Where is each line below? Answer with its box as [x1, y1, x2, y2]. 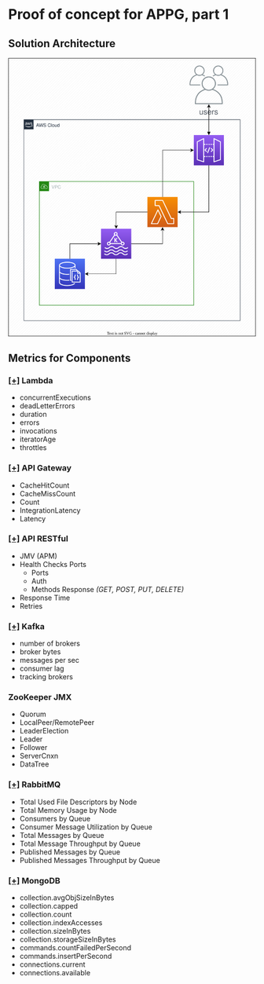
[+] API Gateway [8, 463, 72, 474]
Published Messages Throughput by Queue [19, 855, 161, 865]
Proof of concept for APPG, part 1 [8, 5, 229, 24]
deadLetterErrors [19, 401, 75, 411]
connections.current [19, 960, 86, 969]
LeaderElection [19, 726, 69, 736]
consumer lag [19, 664, 64, 673]
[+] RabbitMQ [8, 779, 61, 790]
